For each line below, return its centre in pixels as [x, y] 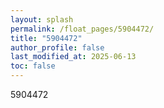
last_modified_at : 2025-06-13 [73, 57]
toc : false [33, 66]
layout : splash [42, 19]
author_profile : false [57, 47]
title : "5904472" [46, 38]
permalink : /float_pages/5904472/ [82, 29]
